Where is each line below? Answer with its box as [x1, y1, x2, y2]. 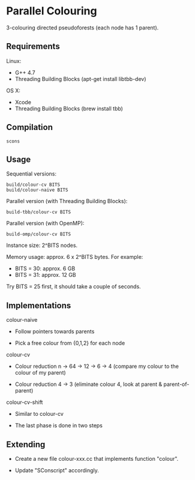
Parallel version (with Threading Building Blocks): [6, 198, 128, 205]
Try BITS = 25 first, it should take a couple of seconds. [6, 283, 141, 290]
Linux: [6, 57, 22, 64]
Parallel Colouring [6, 4, 97, 18]
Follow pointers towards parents [14, 328, 95, 335]
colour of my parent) [14, 369, 66, 376]
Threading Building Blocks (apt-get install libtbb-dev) [14, 75, 146, 82]
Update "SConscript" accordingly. [14, 467, 99, 474]
